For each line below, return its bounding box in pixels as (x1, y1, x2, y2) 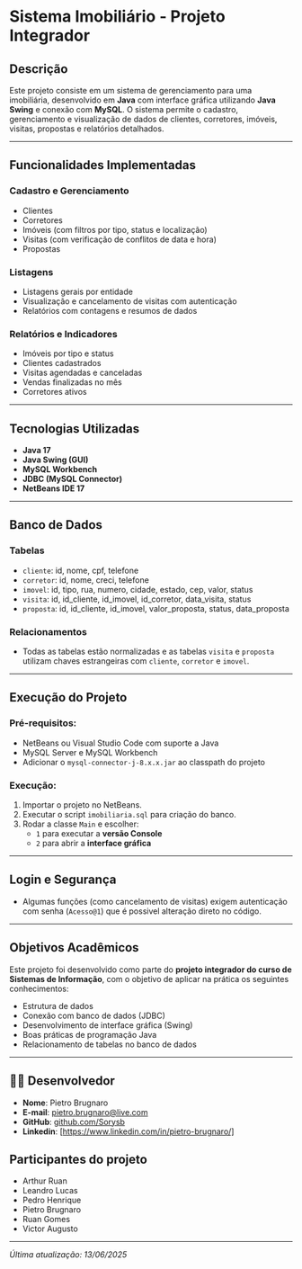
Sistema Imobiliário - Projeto (9, 6, 226, 27)
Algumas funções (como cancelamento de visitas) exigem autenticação (22, 896, 288, 907)
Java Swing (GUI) (22, 454, 89, 465)
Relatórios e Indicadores (9, 327, 119, 340)
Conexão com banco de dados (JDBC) (22, 1010, 166, 1021)
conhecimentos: (9, 983, 69, 994)
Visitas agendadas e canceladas (22, 367, 143, 379)
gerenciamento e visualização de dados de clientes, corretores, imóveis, (9, 114, 278, 124)
